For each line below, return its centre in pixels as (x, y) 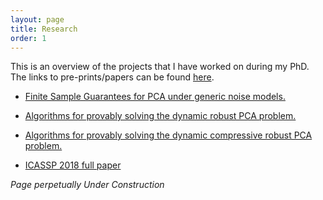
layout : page (37, 19)
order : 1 (28, 38)
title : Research (44, 29)
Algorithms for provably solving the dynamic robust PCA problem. (160, 116)
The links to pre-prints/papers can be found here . (112, 77)
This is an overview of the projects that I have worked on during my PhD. (160, 67)
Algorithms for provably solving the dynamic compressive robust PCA (168, 135)
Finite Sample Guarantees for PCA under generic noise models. (155, 97)
